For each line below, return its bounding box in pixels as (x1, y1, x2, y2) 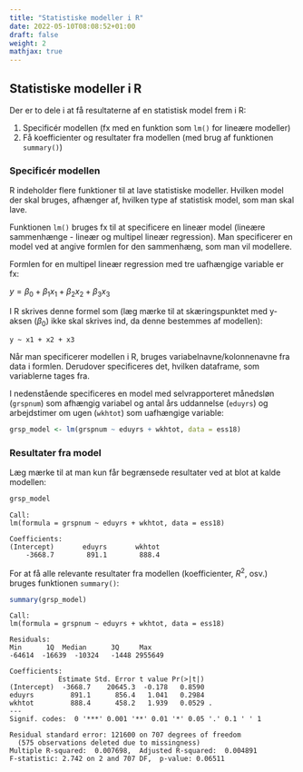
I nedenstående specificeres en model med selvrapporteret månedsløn (9, 388, 275, 399)
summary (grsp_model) (9, 595, 88, 604)
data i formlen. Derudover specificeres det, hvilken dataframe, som (9, 361, 260, 371)
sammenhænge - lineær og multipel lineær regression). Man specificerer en (9, 232, 293, 242)
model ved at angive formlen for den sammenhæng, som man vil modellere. (9, 242, 292, 252)
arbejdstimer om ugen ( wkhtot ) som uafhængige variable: (9, 407, 224, 418)
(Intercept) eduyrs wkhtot (9, 542, 161, 551)
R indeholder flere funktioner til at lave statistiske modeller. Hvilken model (9, 185, 284, 196)
